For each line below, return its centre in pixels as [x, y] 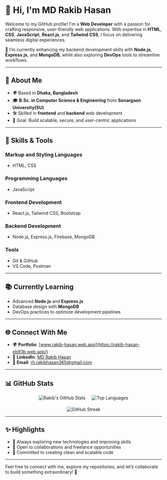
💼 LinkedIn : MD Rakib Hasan [42, 357]
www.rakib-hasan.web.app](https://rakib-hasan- [90, 345]
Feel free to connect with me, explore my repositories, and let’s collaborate [82, 467]
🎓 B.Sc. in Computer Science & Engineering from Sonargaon [77, 100]
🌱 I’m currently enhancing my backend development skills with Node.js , [79, 49]
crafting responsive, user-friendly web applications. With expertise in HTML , [83, 29]
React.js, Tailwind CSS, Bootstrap [46, 213]
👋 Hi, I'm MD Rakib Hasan [58, 10]
